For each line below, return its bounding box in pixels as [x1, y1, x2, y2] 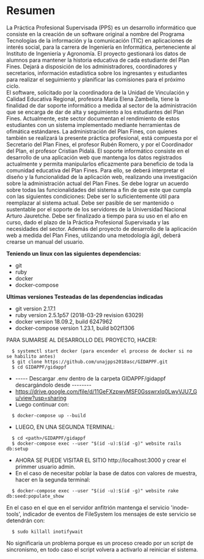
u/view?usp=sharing [15, 394, 67, 401]
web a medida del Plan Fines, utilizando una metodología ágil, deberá [6, 232, 181, 239]
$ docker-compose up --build [12, 412, 86, 418]
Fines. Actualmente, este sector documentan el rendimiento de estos [6, 114, 180, 122]
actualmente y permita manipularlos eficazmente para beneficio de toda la [6, 160, 194, 167]
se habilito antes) [6, 353, 56, 359]
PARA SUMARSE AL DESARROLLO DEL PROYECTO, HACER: [6, 336, 158, 343]
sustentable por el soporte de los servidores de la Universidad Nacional [6, 205, 186, 213]
